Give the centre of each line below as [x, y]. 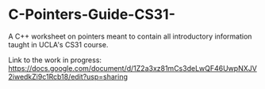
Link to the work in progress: [55, 60]
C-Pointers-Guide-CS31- [92, 15]
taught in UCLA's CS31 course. [58, 44]
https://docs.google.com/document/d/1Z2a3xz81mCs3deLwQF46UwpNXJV [133, 68]
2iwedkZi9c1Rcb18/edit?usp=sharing [68, 76]
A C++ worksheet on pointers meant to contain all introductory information [130, 36]
